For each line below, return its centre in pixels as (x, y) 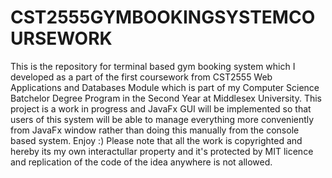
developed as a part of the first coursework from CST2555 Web (141, 77)
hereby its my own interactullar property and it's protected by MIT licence (162, 151)
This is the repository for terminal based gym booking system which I (153, 66)
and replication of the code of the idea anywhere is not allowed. (141, 162)
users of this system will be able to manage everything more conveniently (162, 119)
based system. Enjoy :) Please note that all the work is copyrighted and (156, 140)
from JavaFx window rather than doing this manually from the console (155, 130)
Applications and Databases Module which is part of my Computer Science (165, 87)
